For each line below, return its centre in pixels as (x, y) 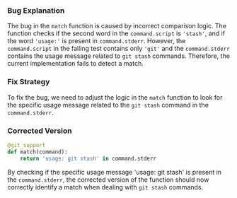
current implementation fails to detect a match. (75, 64)
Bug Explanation (36, 11)
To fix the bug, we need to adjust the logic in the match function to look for (115, 97)
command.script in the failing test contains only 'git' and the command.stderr (118, 49)
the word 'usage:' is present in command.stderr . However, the (97, 41)
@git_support (27, 145)
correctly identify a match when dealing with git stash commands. (105, 187)
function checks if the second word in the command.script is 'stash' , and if (116, 33)
